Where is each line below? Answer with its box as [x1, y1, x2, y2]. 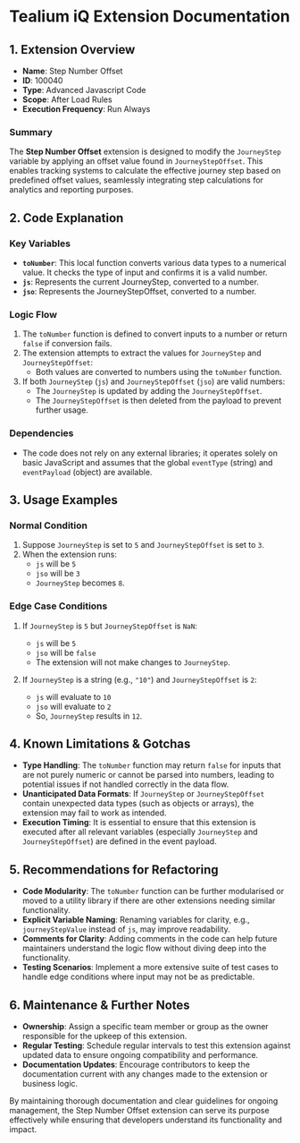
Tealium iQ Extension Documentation [9, 6, 290, 27]
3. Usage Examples [9, 492, 118, 508]
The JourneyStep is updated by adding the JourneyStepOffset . [35, 386, 262, 397]
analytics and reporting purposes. [9, 184, 134, 195]
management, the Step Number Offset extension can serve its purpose [9, 1105, 270, 1115]
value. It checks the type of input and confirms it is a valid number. [21, 267, 268, 277]
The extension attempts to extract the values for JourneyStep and [21, 347, 262, 359]
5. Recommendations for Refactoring [9, 862, 219, 877]
